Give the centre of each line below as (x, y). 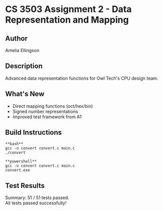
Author (16, 38)
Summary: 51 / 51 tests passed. (37, 198)
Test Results (25, 186)
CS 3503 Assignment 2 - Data (68, 9)
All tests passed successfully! (36, 203)
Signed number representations (45, 111)
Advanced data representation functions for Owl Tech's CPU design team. (82, 78)
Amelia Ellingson (22, 50)
